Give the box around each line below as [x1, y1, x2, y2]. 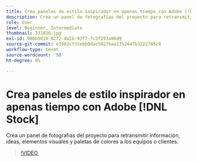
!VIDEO [20, 150, 38, 157]
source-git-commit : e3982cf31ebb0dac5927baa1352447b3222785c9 [6, 42, 161, 47]
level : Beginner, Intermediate [6, 25, 83, 31]
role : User [6, 19, 33, 25]
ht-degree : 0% [6, 57, 41, 63]
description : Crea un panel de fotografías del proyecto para [6, 14, 161, 20]
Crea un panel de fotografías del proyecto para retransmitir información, [6, 132, 181, 139]
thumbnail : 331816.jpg [6, 30, 62, 36]
